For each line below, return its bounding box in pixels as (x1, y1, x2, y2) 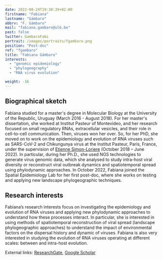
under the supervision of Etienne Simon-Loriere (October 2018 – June (5, 146, 145, 152)
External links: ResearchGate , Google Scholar (5, 250, 96, 256)
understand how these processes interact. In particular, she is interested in (5, 214, 154, 220)
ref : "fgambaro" (5, 48, 38, 52)
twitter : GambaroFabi (5, 35, 49, 39)
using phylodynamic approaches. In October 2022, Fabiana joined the (5, 167, 145, 173)
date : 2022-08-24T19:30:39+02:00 (5, 7, 73, 12)
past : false (5, 30, 29, 35)
